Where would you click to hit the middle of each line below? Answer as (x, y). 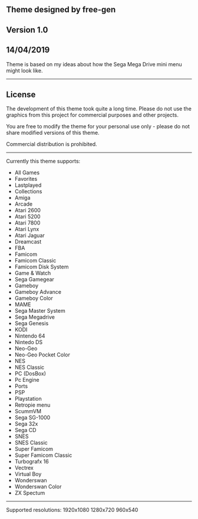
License (21, 94)
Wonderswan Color (38, 486)
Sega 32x (26, 424)
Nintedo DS (29, 342)
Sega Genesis (32, 323)
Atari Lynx (27, 229)
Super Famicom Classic (43, 455)
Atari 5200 (27, 217)
